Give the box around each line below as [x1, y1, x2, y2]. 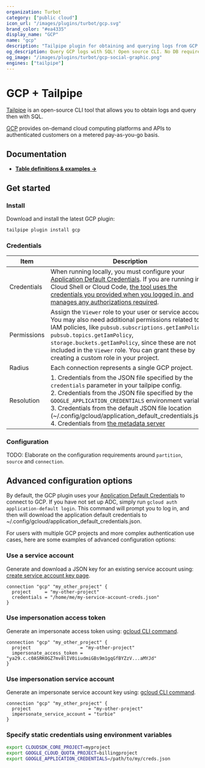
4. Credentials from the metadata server [50, 419, 165, 428]
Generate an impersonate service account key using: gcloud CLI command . [6, 689, 196, 696]
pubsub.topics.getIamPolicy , [50, 331, 134, 339]
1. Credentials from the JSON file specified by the [50, 374, 193, 382]
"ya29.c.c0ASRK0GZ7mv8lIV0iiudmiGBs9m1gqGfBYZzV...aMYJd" [6, 655, 157, 661]
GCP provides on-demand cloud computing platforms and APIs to [6, 125, 171, 132]
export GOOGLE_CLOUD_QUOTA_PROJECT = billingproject [6, 750, 138, 756]
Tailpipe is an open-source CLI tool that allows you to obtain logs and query [6, 106, 196, 114]
